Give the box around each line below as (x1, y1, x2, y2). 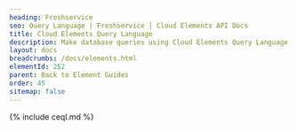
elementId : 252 (9, 63, 66, 72)
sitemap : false (9, 87, 66, 96)
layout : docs (9, 46, 58, 55)
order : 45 (9, 79, 46, 88)
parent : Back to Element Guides (9, 71, 129, 80)
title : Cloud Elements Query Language (9, 29, 153, 38)
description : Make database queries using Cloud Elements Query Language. (9, 37, 293, 47)
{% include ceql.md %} (9, 112, 95, 122)
